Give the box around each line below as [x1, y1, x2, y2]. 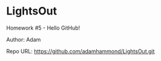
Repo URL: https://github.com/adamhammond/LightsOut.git [6, 47, 155, 55]
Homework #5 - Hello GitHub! [6, 24, 80, 31]
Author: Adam [6, 36, 41, 43]
